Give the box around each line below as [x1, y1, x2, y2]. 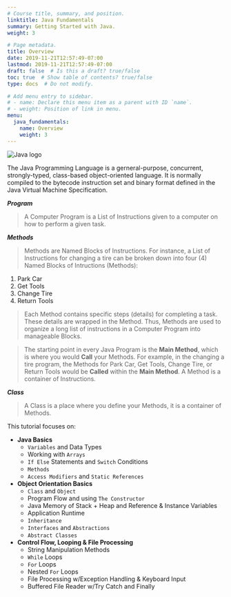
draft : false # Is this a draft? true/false [7, 67, 140, 75]
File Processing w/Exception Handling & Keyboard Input [27, 574, 186, 583]
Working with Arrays [27, 450, 86, 458]
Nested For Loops [27, 567, 79, 576]
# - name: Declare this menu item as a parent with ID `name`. [7, 99, 193, 106]
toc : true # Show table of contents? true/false [7, 74, 153, 81]
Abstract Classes [27, 532, 78, 539]
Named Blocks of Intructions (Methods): [23, 261, 139, 269]
